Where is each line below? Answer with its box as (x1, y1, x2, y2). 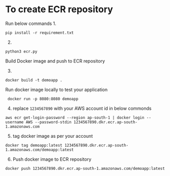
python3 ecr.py (5, 49, 38, 54)
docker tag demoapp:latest (5, 142, 63, 148)
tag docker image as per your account (12, 133, 93, 139)
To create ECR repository (5, 4, 114, 15)
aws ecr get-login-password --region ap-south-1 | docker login (5, 115, 145, 120)
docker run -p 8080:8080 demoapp (7, 96, 79, 101)
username (5, 120, 24, 125)
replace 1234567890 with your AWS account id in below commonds (12, 105, 152, 111)
